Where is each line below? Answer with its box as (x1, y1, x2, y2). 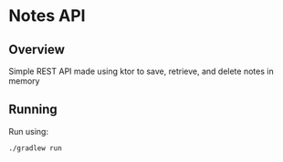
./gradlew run (8, 143, 63, 153)
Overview (8, 42, 66, 57)
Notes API (8, 5, 86, 26)
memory (8, 76, 40, 86)
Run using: (8, 126, 49, 137)
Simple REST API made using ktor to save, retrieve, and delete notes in (8, 66, 275, 76)
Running (8, 102, 58, 117)
